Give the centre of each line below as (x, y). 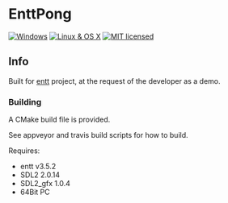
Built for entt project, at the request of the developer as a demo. (114, 81)
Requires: (24, 151)
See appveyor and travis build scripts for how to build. (98, 135)
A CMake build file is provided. (59, 120)
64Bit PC (35, 192)
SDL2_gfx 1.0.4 (45, 184)
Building (25, 101)
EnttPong (40, 14)
